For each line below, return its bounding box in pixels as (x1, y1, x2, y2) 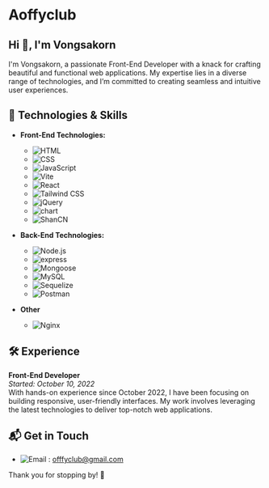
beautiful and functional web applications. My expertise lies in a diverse (8, 68, 247, 78)
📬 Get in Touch (8, 429, 89, 443)
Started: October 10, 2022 (8, 379, 95, 388)
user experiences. (8, 85, 69, 95)
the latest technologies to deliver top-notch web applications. (8, 405, 212, 414)
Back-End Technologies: (19, 230, 105, 240)
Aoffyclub (8, 6, 77, 24)
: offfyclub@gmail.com (48, 455, 124, 465)
